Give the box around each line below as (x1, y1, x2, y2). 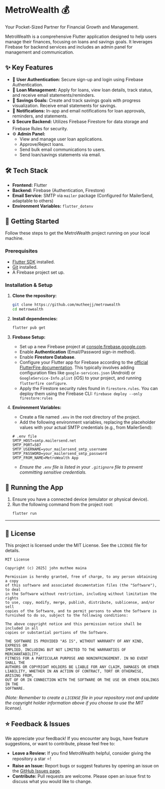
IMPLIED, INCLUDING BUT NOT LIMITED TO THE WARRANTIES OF (5, 648, 126, 652)
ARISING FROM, (5, 673, 34, 678)
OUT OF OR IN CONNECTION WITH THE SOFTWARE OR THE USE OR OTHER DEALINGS (5, 677, 160, 682)
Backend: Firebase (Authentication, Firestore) (12, 187, 105, 193)
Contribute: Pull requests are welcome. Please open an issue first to (12, 773, 151, 779)
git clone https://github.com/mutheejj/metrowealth (12, 302, 120, 307)
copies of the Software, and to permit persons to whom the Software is (5, 609, 157, 614)
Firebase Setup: (12, 334, 46, 340)
